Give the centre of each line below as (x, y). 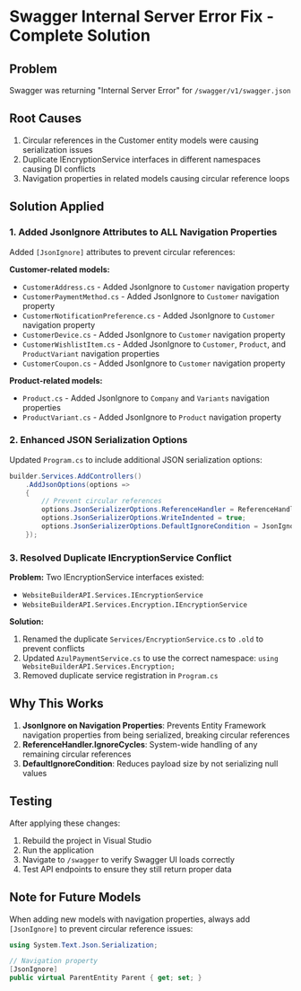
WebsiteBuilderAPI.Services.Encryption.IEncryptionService (135, 605)
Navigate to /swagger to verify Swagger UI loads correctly (129, 859)
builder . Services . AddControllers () (76, 476)
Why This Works (57, 704)
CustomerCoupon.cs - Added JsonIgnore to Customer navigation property (154, 363)
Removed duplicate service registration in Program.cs (120, 676)
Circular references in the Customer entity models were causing (140, 140)
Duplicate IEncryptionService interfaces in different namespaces (142, 159)
